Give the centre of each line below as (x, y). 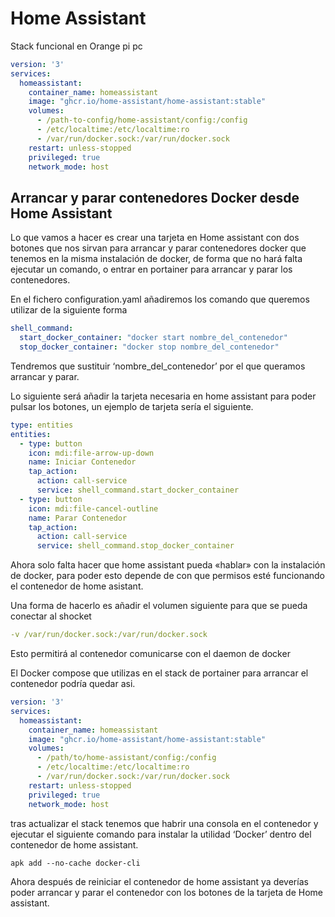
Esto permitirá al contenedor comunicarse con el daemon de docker (150, 653)
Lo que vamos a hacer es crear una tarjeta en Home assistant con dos (155, 238)
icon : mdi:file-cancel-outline (93, 508)
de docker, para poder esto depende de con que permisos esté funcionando (168, 576)
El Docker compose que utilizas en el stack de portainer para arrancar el (159, 673)
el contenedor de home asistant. (77, 586)
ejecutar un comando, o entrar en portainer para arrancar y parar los (151, 269)
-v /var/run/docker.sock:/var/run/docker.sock (109, 635)
